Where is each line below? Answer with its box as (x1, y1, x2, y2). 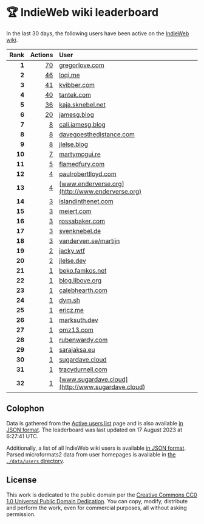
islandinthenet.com (58, 197, 114, 205)
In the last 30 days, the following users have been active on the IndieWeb (6, 29, 189, 37)
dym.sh (58, 296, 80, 304)
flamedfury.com (58, 159, 105, 168)
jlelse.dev (58, 256, 86, 265)
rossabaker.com (58, 217, 105, 225)
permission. (6, 510, 36, 518)
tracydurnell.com (58, 365, 107, 374)
